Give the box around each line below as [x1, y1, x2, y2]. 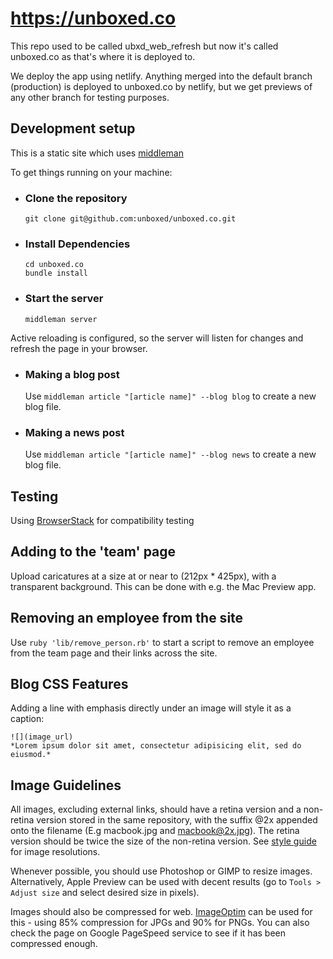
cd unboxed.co [24, 260, 84, 270]
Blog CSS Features [10, 676, 129, 693]
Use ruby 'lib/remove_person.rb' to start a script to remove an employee [10, 636, 315, 648]
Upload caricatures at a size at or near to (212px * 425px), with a [10, 570, 277, 582]
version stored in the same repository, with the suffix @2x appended [36, 814, 318, 826]
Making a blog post [24, 367, 120, 381]
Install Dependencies [24, 237, 131, 251]
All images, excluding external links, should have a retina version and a [10, 803, 302, 816]
